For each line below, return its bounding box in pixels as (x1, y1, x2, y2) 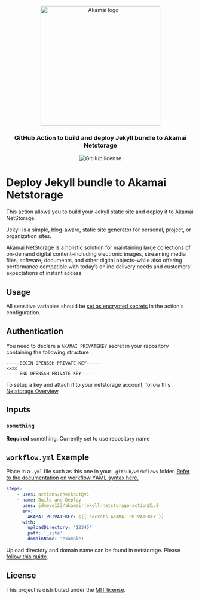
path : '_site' (27, 530, 63, 536)
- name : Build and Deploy (17, 497, 82, 503)
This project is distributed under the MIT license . (6, 586, 126, 593)
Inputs (6, 405, 31, 415)
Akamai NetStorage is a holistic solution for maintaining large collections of (6, 244, 191, 251)
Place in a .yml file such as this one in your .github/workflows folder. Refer (6, 468, 190, 475)
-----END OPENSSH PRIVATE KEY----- (6, 371, 95, 377)
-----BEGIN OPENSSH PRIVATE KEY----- (6, 360, 100, 366)
